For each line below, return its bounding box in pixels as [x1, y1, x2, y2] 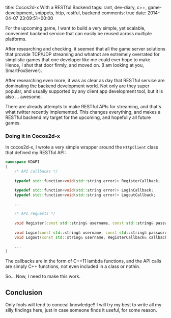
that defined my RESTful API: [5, 150, 66, 156]
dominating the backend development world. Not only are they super [5, 83, 150, 89]
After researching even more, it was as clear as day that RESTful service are [5, 78, 165, 83]
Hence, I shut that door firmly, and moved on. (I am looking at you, [5, 62, 144, 68]
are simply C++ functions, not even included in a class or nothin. [5, 263, 141, 270]
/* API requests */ [14, 211, 56, 216]
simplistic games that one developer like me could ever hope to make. [5, 57, 152, 63]
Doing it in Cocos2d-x [5, 132, 60, 139]
